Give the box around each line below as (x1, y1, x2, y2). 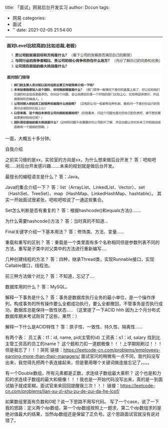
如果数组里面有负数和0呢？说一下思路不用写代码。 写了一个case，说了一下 (5, 398, 159, 404)
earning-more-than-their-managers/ (5, 353, 80, 359)
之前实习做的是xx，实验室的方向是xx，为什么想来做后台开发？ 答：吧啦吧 (5, 157, 156, 163)
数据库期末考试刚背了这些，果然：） (5, 313, 80, 319)
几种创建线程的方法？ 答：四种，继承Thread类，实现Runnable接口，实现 (5, 256, 154, 262)
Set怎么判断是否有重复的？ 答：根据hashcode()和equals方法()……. (5, 207, 141, 213)
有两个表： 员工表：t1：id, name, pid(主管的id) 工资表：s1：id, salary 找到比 (5, 334, 161, 340)
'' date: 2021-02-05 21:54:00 (12, 27, 72, 33)
